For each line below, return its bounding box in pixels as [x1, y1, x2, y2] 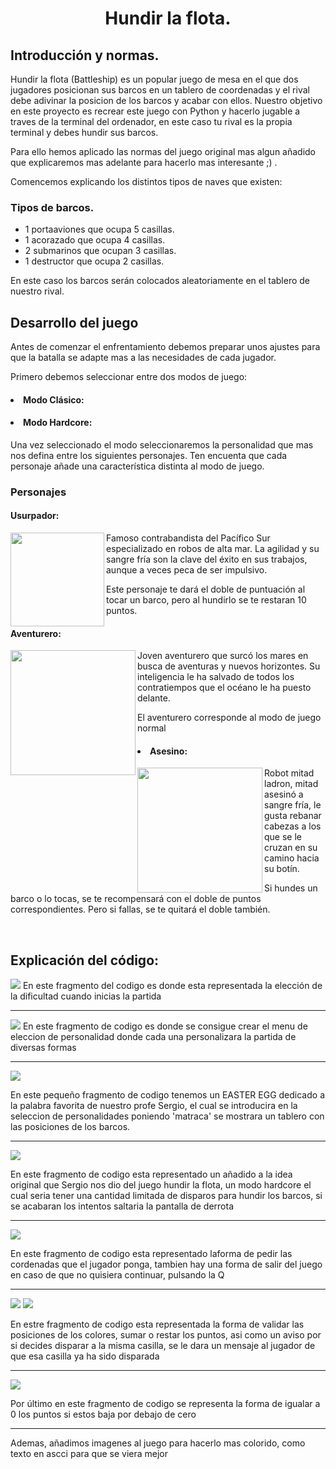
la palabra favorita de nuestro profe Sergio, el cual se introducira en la [10, 1100, 298, 1112]
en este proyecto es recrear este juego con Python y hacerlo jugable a [10, 105, 301, 117]
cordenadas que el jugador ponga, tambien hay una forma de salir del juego [10, 1258, 323, 1271]
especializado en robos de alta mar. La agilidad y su [106, 543, 320, 555]
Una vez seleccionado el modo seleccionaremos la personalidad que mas [10, 438, 314, 451]
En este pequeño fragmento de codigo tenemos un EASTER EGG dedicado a [10, 1089, 325, 1101]
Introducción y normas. [10, 47, 160, 64]
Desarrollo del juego [10, 314, 139, 331]
